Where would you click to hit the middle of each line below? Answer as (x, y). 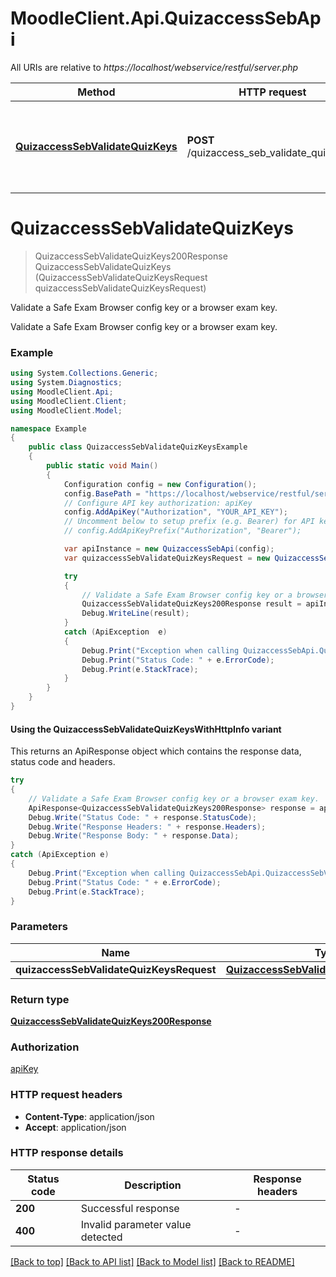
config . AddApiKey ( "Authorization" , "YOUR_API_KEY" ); (175, 512)
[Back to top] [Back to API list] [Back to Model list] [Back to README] (152, 1261)
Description (153, 1185)
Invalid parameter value (136, 1224)
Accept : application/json (75, 1127)
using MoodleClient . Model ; (66, 410)
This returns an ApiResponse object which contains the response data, (156, 751)
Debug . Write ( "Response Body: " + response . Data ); (134, 836)
